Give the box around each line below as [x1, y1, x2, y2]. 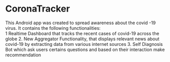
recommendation [5, 51, 41, 58]
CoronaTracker [5, 3, 70, 15]
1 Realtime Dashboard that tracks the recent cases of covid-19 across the [5, 30, 159, 36]
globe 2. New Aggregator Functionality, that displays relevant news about [5, 36, 160, 42]
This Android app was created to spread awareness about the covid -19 [5, 20, 156, 26]
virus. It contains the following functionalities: [5, 25, 101, 31]
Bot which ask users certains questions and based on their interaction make [5, 46, 165, 52]
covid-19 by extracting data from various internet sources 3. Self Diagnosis [5, 41, 163, 47]
